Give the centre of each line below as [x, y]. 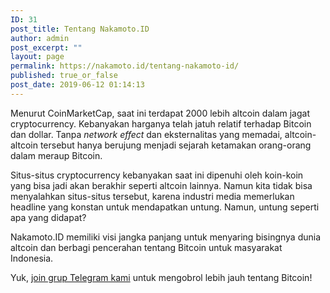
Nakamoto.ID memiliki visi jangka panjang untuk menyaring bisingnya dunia [166, 237]
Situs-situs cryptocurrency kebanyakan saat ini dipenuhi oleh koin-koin [157, 175]
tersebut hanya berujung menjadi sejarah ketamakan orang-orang [175, 145]
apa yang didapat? [48, 217]
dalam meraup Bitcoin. [56, 155]
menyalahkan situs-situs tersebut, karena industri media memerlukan [152, 196]
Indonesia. [32, 258]
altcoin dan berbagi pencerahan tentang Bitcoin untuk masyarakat [146, 247]
